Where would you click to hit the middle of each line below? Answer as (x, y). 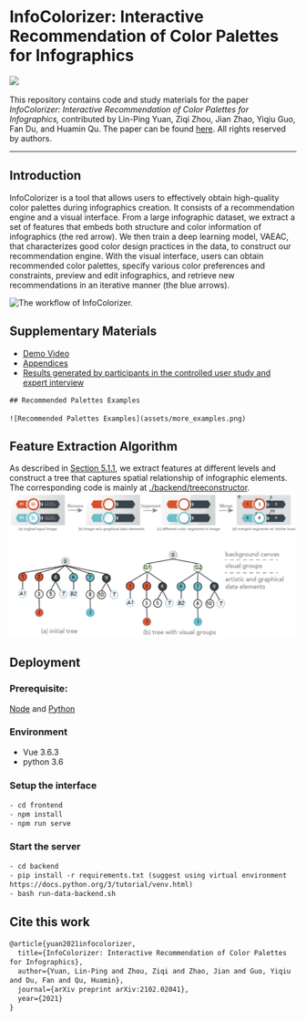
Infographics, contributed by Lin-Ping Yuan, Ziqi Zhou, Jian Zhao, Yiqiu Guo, (153, 119)
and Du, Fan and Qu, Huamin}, (67, 981)
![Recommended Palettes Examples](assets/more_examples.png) (128, 418)
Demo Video (46, 353)
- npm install (36, 815)
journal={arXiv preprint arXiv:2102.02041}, (103, 990)
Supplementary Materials (83, 332)
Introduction (46, 176)
